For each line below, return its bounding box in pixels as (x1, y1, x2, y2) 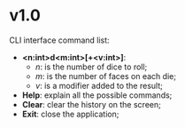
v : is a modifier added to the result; (35, 80, 164, 91)
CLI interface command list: (9, 35, 110, 45)
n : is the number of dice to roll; (35, 61, 148, 72)
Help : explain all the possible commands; (21, 90, 173, 100)
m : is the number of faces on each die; (35, 70, 177, 81)
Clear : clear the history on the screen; (21, 99, 161, 109)
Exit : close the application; (21, 108, 119, 119)
